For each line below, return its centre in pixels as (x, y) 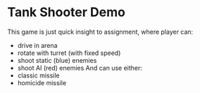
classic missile (38, 75)
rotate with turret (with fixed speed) (69, 53)
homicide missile (42, 82)
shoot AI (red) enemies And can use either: (80, 68)
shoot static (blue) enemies (57, 60)
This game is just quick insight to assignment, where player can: (100, 32)
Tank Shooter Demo (66, 12)
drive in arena (37, 45)
